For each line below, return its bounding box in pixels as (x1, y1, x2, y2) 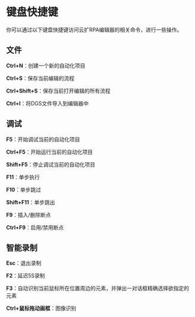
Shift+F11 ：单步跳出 (6, 198, 55, 206)
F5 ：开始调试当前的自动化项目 (6, 136, 80, 143)
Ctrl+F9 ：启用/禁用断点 (6, 223, 64, 231)
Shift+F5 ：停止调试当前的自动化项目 (6, 161, 96, 168)
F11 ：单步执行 (6, 173, 40, 181)
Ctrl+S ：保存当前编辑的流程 (6, 75, 75, 82)
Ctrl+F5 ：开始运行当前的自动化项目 (6, 148, 93, 155)
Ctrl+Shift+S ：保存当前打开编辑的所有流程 (6, 87, 111, 94)
